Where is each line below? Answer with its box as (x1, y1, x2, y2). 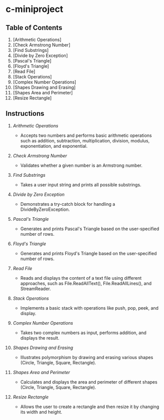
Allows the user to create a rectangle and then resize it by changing (20, 404, 160, 410)
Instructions (5, 109, 44, 118)
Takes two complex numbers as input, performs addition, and (20, 330, 147, 336)
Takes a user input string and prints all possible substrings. (20, 181, 142, 188)
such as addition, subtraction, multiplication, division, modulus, (20, 137, 150, 143)
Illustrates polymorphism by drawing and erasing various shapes (20, 354, 154, 360)
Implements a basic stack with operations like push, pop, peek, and (20, 305, 159, 311)
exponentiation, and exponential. (20, 143, 88, 149)
